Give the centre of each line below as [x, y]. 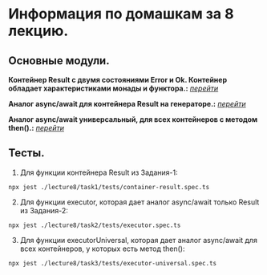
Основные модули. [59, 61]
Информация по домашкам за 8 [121, 14]
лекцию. [38, 31]
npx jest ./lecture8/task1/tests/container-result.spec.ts [109, 187]
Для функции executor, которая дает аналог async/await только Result [140, 202]
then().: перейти [36, 128]
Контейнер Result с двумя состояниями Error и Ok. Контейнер [117, 80]
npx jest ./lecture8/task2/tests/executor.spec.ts [95, 225]
